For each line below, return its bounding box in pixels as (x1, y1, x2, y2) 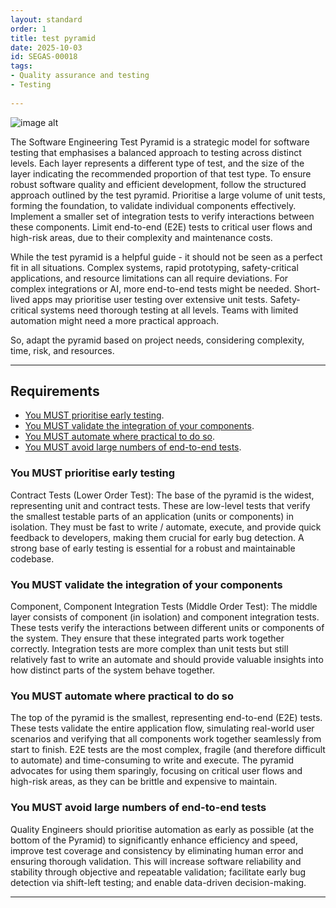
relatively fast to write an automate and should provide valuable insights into (10, 654, 324, 666)
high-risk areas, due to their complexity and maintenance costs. (10, 231, 273, 243)
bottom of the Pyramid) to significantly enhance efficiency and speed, (10, 834, 298, 846)
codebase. (10, 552, 55, 565)
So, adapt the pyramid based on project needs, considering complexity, (10, 334, 305, 346)
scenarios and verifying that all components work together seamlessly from (10, 733, 322, 745)
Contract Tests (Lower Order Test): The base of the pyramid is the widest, (10, 489, 315, 501)
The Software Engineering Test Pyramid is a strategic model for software (10, 136, 310, 148)
